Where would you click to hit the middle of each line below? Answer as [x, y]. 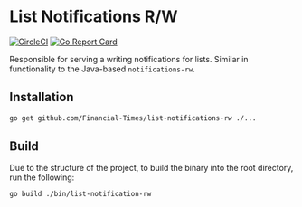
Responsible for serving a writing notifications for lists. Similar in [129, 59]
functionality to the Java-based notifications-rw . [103, 69]
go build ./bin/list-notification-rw [80, 194]
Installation [42, 97]
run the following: [42, 177]
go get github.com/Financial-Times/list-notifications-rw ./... [133, 118]
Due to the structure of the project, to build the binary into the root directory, [151, 168]
